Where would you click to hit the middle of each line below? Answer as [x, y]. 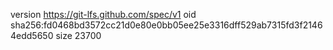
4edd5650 [32, 35]
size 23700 [78, 35]
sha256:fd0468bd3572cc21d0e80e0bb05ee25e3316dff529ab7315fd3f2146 [166, 25]
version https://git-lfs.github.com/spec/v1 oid [103, 14]
